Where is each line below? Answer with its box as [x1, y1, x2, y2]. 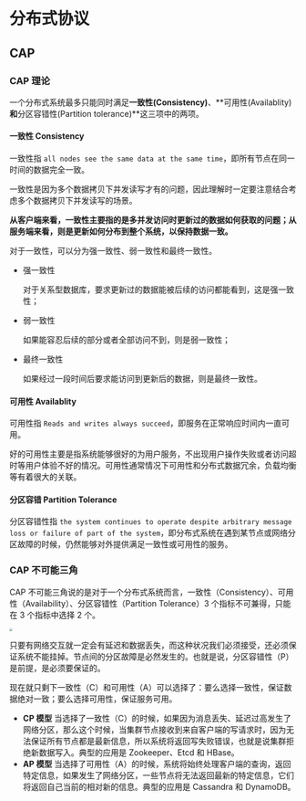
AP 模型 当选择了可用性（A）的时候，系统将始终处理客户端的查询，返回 [22, 759, 291, 770]
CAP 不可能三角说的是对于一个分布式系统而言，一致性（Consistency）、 [9, 586, 279, 597]
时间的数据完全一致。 [9, 164, 89, 175]
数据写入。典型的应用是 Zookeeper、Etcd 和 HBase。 [38, 747, 240, 758]
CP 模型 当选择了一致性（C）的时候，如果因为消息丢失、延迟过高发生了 [22, 713, 291, 724]
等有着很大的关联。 [9, 471, 82, 482]
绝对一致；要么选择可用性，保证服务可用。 [16, 693, 178, 704]
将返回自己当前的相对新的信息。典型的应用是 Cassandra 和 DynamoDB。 [22, 782, 296, 793]
